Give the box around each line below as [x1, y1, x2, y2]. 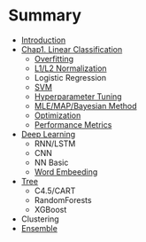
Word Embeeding [34, 166, 98, 177]
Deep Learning [20, 129, 76, 139]
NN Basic [34, 157, 69, 168]
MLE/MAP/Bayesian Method [34, 100, 137, 111]
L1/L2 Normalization [34, 63, 107, 74]
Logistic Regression [34, 72, 107, 82]
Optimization [34, 110, 81, 121]
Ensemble [20, 222, 58, 233]
